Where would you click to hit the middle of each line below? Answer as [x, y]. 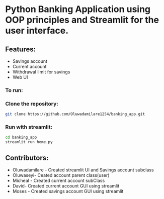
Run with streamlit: [29, 127]
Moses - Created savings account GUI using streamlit [68, 191]
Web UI [20, 77]
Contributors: [27, 158]
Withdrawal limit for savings [41, 72]
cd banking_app [21, 137]
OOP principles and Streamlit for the [82, 20]
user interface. [37, 31]
